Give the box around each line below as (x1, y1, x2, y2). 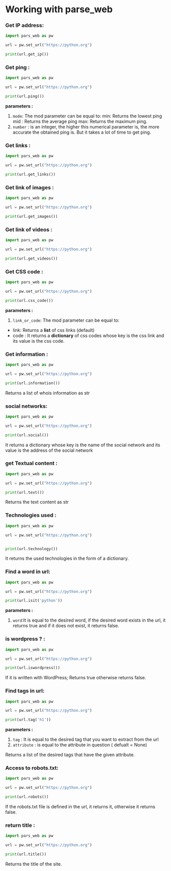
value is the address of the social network (5, 447, 93, 453)
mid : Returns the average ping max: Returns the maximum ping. (12, 118, 148, 124)
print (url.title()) (5, 852, 47, 857)
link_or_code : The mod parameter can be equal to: (12, 317, 120, 323)
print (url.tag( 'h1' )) (5, 718, 51, 723)
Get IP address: (5, 22, 44, 29)
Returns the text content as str (5, 499, 69, 505)
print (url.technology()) (5, 546, 58, 551)
